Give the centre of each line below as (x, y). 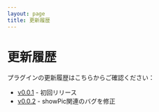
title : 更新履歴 (29, 20)
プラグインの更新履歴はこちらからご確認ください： (81, 78)
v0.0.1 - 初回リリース (47, 92)
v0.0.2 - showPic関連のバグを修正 (66, 101)
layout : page (26, 14)
